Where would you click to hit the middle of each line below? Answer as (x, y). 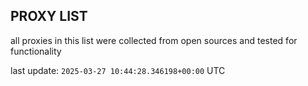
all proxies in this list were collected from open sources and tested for (154, 40)
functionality (36, 51)
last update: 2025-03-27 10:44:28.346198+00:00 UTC (118, 70)
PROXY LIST (49, 16)
